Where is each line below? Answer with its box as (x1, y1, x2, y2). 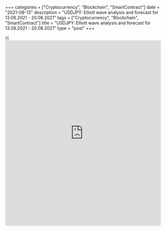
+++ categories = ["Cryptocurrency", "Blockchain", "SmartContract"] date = (5, 4, 160, 10)
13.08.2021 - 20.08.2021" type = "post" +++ (5, 25, 95, 31)
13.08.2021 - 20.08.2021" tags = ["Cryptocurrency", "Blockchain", (5, 15, 139, 20)
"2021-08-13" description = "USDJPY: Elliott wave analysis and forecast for (5, 9, 159, 15)
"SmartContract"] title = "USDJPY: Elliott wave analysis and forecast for (5, 20, 151, 26)
